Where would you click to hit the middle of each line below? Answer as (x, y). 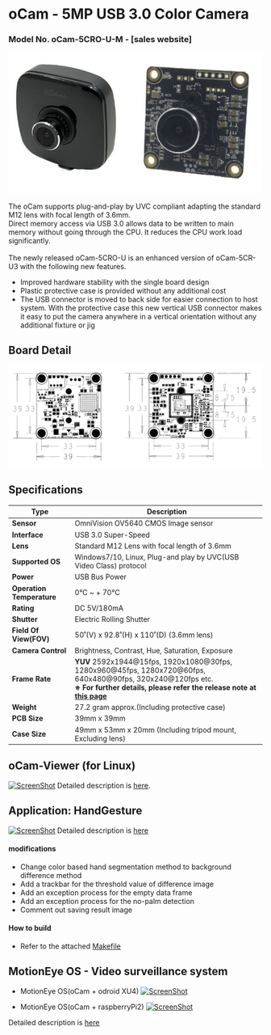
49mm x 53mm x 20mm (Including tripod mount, (155, 729)
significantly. (29, 240)
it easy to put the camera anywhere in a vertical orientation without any (138, 316)
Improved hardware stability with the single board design (115, 282)
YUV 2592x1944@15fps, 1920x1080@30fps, (153, 661)
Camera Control (39, 650)
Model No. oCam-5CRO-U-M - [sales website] (100, 40)
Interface (27, 534)
